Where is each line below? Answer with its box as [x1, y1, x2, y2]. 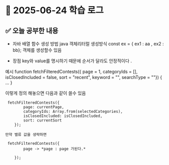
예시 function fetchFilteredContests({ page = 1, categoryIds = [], [5, 69, 138, 74]
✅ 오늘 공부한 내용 [5, 26, 59, 35]
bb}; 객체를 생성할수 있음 [12, 47, 62, 53]
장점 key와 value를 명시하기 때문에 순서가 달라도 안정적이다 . [12, 58, 132, 64]
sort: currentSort [23, 118, 62, 123]
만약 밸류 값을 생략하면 [5, 132, 47, 137]
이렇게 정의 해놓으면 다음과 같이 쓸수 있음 [5, 90, 86, 96]
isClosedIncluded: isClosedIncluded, [23, 113, 102, 118]
